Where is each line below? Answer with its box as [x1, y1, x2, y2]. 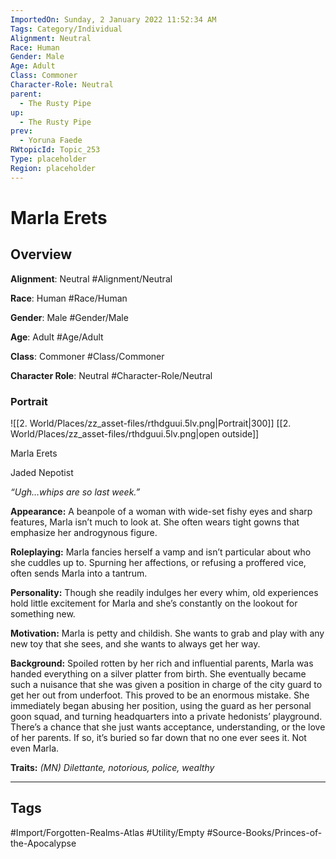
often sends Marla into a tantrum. [10, 567, 148, 579]
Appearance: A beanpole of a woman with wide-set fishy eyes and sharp [10, 505, 313, 517]
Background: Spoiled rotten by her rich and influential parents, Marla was [10, 657, 314, 669]
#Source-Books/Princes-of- [206, 826, 323, 838]
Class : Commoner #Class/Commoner [10, 350, 165, 362]
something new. [10, 607, 76, 620]
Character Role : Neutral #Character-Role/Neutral [10, 369, 213, 381]
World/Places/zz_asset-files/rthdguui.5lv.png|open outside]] [10, 427, 260, 440]
